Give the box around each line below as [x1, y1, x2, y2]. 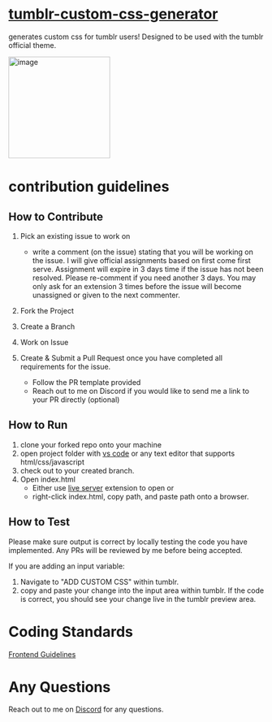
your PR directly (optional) [32, 395, 120, 404]
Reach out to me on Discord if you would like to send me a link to [32, 386, 250, 396]
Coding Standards [8, 622, 134, 641]
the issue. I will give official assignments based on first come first [32, 255, 252, 265]
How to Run [8, 418, 68, 432]
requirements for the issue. [19, 361, 111, 371]
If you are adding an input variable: [8, 561, 125, 571]
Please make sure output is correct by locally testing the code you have [8, 537, 248, 547]
